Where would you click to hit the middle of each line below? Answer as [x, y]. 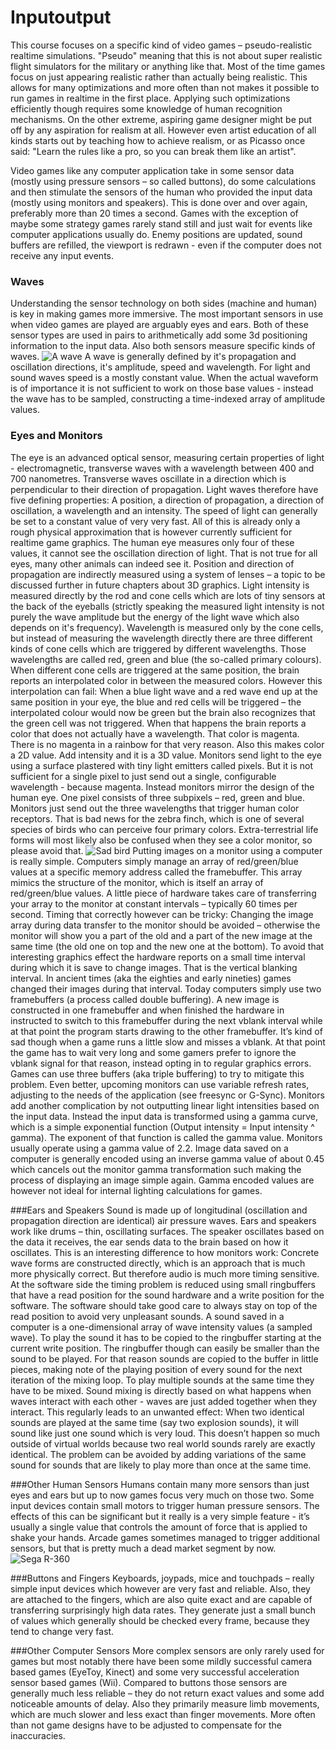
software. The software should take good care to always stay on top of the [164, 1305]
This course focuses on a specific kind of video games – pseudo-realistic [161, 45]
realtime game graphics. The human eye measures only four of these [152, 542]
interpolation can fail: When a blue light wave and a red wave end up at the [164, 691]
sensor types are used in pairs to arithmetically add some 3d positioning [159, 335]
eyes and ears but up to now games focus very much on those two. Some [162, 1495]
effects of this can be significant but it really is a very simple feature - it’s [160, 1516]
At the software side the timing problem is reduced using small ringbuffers [163, 1284]
